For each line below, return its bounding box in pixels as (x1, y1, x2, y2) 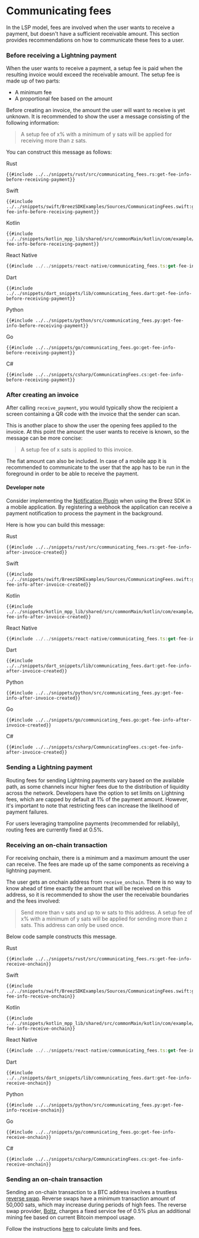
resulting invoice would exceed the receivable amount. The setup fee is (6, 71, 181, 78)
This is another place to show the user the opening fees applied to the (6, 422, 177, 429)
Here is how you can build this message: (6, 521, 105, 528)
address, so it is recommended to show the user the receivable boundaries (6, 891, 189, 899)
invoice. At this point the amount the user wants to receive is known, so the (6, 428, 190, 436)
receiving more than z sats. (20, 137, 88, 144)
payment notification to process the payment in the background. (6, 509, 163, 517)
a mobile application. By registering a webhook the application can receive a (6, 503, 192, 510)
